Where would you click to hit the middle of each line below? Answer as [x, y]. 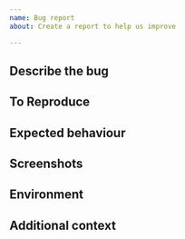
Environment [47, 195]
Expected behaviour [68, 133]
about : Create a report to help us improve [93, 26]
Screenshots [46, 164]
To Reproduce [50, 102]
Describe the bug [59, 70]
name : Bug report [42, 18]
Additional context [63, 225]
